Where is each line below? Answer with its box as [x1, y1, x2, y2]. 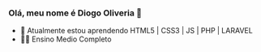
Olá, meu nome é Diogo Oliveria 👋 [8, 7, 143, 19]
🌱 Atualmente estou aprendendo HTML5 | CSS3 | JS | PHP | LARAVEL [19, 26, 253, 36]
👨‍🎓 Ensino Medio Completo [19, 34, 112, 44]
